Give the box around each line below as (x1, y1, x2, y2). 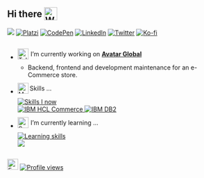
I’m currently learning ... (30, 118, 99, 127)
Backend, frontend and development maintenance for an (27, 63, 189, 72)
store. (61, 70, 78, 79)
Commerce (27, 70, 60, 79)
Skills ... (29, 84, 52, 92)
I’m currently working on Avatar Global (30, 49, 142, 58)
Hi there (7, 8, 43, 19)
